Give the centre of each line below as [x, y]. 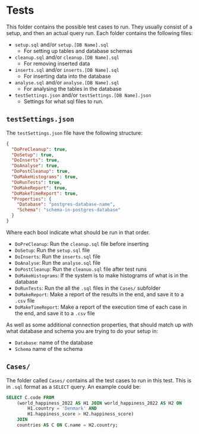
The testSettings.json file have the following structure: [75, 133]
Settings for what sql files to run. [64, 101]
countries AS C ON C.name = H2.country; [67, 425]
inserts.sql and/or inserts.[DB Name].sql [67, 69]
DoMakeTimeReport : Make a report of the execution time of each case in [101, 307]
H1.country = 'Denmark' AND [62, 408]
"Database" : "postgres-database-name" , [66, 205]
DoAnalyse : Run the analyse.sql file [58, 262]
